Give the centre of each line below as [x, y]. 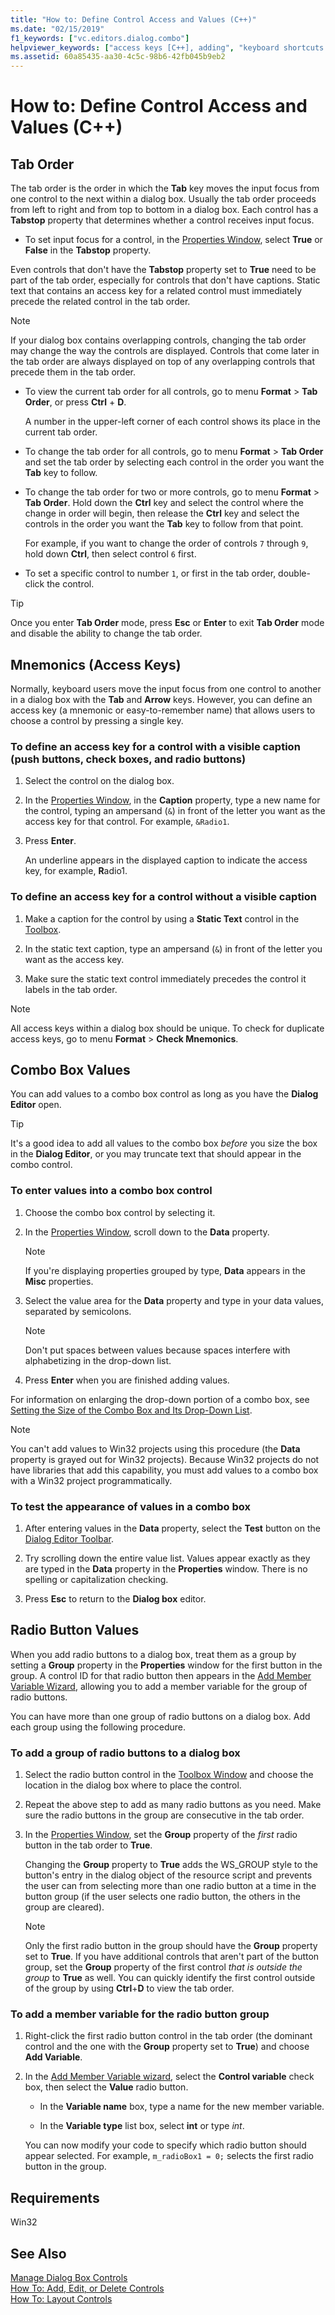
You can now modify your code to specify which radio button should [165, 2145]
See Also [38, 2253]
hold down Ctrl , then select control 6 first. [110, 554]
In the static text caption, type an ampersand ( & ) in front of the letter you [173, 948]
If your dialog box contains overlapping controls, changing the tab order [158, 340]
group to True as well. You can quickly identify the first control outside [170, 1978]
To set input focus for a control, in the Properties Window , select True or [173, 240]
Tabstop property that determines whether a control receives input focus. [162, 220]
